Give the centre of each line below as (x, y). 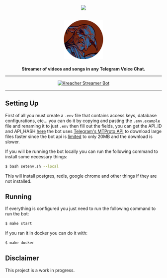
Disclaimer (22, 258)
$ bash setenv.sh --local (32, 166)
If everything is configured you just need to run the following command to (81, 208)
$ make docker (20, 243)
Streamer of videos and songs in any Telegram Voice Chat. (83, 69)
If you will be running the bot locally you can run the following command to (82, 151)
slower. (12, 141)
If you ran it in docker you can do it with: (46, 233)
